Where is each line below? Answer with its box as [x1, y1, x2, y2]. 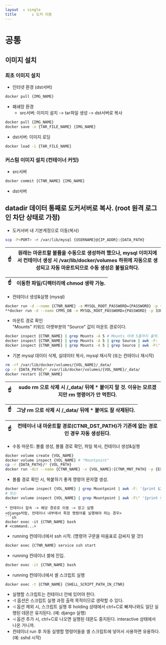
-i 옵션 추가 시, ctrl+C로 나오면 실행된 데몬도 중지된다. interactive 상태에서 [12, 616, 156, 622]
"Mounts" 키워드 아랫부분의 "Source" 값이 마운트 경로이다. [12, 324, 127, 330]
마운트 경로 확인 [12, 318, 43, 323]
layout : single [5, 7, 41, 12]
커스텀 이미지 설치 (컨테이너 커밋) [5, 157, 79, 163]
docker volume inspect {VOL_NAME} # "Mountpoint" [5, 458, 110, 463]
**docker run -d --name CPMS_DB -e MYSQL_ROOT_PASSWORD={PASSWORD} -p [5, 308, 154, 313]
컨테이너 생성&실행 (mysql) [12, 293, 65, 300]
